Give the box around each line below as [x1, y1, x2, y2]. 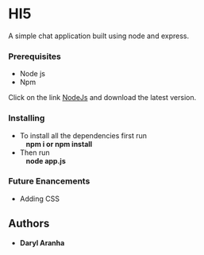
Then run [19, 148, 50, 157]
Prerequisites [8, 51, 61, 62]
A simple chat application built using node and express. [8, 31, 189, 41]
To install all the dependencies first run [19, 130, 148, 140]
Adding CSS [19, 194, 60, 203]
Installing [8, 113, 45, 124]
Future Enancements [8, 176, 90, 187]
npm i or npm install [25, 139, 93, 149]
